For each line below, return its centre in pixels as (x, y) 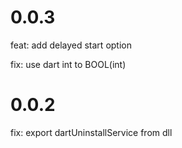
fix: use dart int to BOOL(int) (68, 64)
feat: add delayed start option (71, 45)
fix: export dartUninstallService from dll (91, 132)
